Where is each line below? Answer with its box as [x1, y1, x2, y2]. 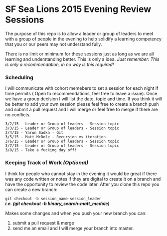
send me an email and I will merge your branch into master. [12, 225, 134, 231]
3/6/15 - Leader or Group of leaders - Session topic [5, 139, 120, 144]
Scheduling [5, 74, 34, 81]
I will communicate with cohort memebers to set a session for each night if [5, 85, 159, 91]
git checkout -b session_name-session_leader [5, 196, 101, 201]
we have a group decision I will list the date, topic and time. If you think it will [5, 96, 163, 102]
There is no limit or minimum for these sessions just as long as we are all [5, 51, 154, 57]
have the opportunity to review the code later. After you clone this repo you [5, 181, 160, 187]
